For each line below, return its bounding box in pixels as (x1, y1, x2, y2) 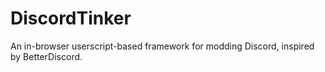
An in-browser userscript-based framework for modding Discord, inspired (10, 40, 315, 52)
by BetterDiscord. (10, 50, 83, 62)
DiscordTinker (10, 7, 132, 30)
